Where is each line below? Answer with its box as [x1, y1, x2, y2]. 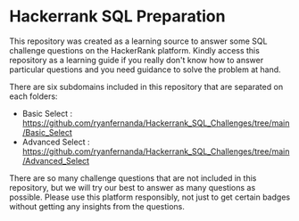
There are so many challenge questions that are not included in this [9, 172, 257, 184]
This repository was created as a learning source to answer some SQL [9, 36, 268, 46]
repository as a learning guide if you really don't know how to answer [9, 54, 264, 65]
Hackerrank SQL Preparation [9, 6, 226, 27]
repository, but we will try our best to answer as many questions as [9, 182, 256, 192]
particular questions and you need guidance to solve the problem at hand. [9, 64, 281, 75]
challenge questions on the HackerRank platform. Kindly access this [9, 45, 261, 55]
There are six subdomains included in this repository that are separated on [9, 81, 284, 92]
